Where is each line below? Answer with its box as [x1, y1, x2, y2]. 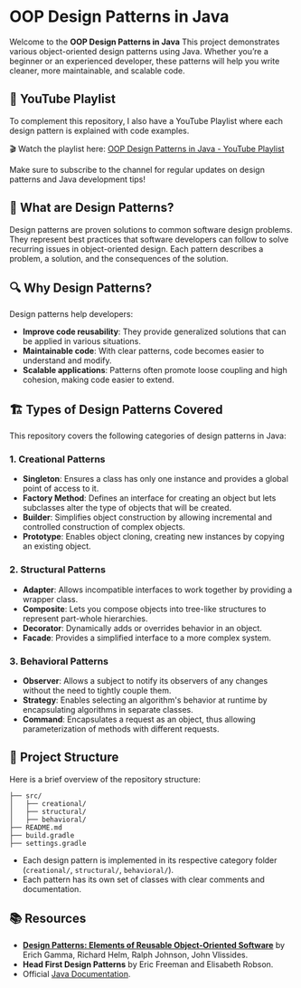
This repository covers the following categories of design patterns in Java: [9, 430, 287, 441]
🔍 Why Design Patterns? [9, 280, 153, 295]
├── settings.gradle [9, 839, 88, 848]
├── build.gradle [9, 830, 75, 839]
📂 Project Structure [9, 750, 119, 765]
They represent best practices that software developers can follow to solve [9, 234, 289, 245]
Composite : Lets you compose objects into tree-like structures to [22, 603, 267, 614]
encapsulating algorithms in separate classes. [22, 705, 193, 715]
